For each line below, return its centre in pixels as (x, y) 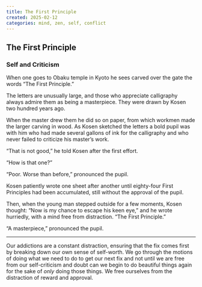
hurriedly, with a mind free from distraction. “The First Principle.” (86, 217)
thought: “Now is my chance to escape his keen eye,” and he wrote (89, 211)
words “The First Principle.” (40, 84)
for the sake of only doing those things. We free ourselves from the (89, 271)
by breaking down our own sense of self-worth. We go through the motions (99, 252)
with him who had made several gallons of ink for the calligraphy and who (97, 133)
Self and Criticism (33, 64)
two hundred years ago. (36, 108)
